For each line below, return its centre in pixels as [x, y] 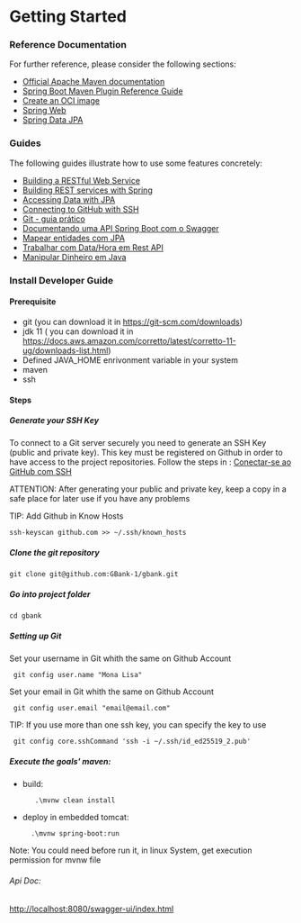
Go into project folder [50, 594]
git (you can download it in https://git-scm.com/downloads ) [132, 321]
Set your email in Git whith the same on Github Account [111, 692]
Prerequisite [33, 302]
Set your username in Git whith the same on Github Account [120, 658]
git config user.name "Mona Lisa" [78, 675]
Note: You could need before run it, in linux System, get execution [131, 851]
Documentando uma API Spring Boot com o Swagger [121, 228]
